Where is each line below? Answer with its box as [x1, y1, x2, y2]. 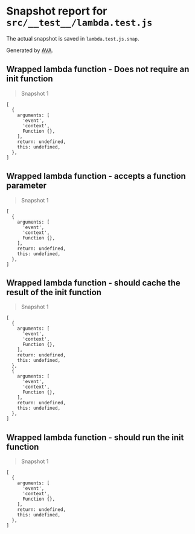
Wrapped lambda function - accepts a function [6, 171, 186, 181]
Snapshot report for [6, 4, 107, 18]
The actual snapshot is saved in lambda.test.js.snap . [6, 35, 139, 42]
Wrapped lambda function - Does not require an [6, 64, 190, 75]
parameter [6, 181, 47, 191]
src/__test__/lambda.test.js [6, 17, 153, 28]
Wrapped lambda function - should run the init [6, 432, 184, 442]
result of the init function [6, 287, 101, 298]
